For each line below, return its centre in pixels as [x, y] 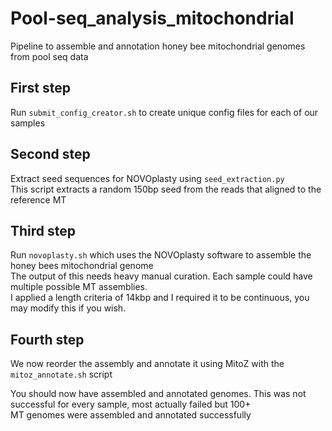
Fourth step [47, 339]
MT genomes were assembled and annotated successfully [131, 415]
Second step [50, 154]
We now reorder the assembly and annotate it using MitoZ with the [147, 364]
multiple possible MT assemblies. [79, 287]
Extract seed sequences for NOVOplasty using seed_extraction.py [147, 178]
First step [40, 88]
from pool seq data [49, 56]
